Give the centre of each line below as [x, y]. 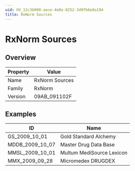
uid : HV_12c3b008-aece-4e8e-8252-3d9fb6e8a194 [54, 10]
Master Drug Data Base [88, 144]
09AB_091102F [53, 96]
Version [17, 96]
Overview [21, 58]
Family [15, 88]
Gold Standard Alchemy [88, 136]
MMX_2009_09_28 [30, 161]
